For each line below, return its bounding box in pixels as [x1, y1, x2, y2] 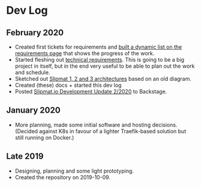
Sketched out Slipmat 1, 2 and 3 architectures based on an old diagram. [14, 76, 192, 82]
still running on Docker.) [14, 134, 74, 141]
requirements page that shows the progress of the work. [14, 50, 155, 57]
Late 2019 [6, 151, 44, 162]
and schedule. [14, 69, 50, 76]
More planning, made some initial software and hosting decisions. [14, 121, 178, 128]
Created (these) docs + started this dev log [14, 82, 122, 89]
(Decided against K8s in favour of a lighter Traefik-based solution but [14, 127, 187, 135]
